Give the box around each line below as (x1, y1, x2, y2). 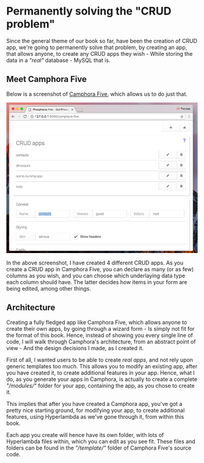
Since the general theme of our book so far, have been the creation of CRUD (6, 37, 197, 44)
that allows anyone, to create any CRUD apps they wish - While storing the (6, 50, 193, 57)
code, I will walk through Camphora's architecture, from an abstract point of (6, 338, 196, 345)
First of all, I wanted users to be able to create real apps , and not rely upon (6, 356, 193, 363)
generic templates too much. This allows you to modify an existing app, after (6, 362, 198, 370)
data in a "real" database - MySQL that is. (6, 56, 110, 64)
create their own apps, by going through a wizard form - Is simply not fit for (6, 325, 195, 332)
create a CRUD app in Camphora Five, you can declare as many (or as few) (6, 266, 194, 273)
